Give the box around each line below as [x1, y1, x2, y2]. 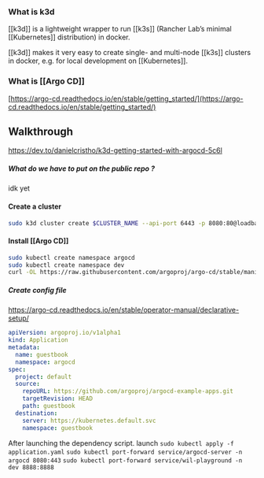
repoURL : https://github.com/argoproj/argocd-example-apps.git [22, 387, 234, 395]
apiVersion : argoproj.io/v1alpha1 [8, 329, 122, 337]
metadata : [8, 343, 41, 351]
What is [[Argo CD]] [8, 76, 85, 87]
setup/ [8, 313, 30, 323]
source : [15, 380, 41, 388]
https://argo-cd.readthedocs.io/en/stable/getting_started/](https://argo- [10, 94, 244, 103]
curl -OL [8, 269, 37, 276]
